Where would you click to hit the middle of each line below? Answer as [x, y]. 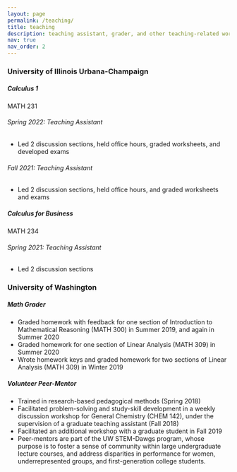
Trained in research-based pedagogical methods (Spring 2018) [109, 401]
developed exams [43, 152]
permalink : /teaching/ [41, 20]
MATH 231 [22, 106]
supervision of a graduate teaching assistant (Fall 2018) [98, 424]
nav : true [22, 40]
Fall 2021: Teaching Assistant [50, 167]
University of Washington [52, 288]
